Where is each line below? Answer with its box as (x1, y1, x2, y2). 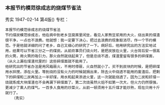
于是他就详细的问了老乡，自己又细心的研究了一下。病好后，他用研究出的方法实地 (12, 43, 153, 48)
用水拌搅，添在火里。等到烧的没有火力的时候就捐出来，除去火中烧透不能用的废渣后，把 (5, 69, 157, 75)
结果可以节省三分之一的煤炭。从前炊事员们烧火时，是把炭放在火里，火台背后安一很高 (12, 49, 160, 53)
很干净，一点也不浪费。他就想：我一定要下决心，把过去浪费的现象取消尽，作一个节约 (5, 38, 153, 43)
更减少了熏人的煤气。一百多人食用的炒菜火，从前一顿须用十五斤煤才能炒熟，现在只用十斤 (5, 85, 160, 90)
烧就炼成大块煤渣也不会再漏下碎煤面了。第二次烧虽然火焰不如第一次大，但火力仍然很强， (5, 80, 160, 85)
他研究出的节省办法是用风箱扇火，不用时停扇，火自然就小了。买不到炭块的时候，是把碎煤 (5, 64, 160, 69)
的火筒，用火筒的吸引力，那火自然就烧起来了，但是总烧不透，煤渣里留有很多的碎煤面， (5, 53, 157, 59)
